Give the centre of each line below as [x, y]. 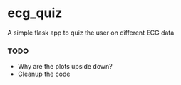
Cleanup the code [44, 74]
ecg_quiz [35, 13]
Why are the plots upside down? [65, 67]
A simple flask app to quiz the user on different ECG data [91, 33]
